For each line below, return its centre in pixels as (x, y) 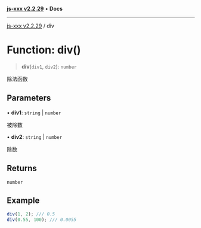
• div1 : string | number (34, 113)
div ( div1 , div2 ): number (49, 66)
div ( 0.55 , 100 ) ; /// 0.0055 (42, 220)
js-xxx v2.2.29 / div (30, 26)
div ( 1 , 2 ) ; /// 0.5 (31, 214)
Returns (22, 168)
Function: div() (44, 50)
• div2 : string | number (35, 136)
